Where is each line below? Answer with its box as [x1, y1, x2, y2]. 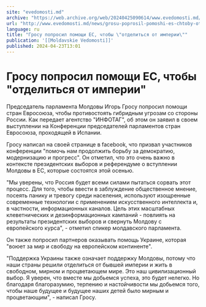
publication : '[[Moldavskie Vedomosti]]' [6, 37, 114, 44]
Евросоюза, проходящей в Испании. [6, 129, 102, 136]
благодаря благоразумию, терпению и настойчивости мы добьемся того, [6, 280, 200, 288]
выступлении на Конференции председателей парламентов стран [6, 122, 181, 129]
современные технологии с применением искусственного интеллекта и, [6, 198, 198, 205]
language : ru [6, 26, 40, 32]
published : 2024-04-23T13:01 [6, 44, 81, 50]
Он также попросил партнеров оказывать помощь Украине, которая [6, 236, 187, 243]
